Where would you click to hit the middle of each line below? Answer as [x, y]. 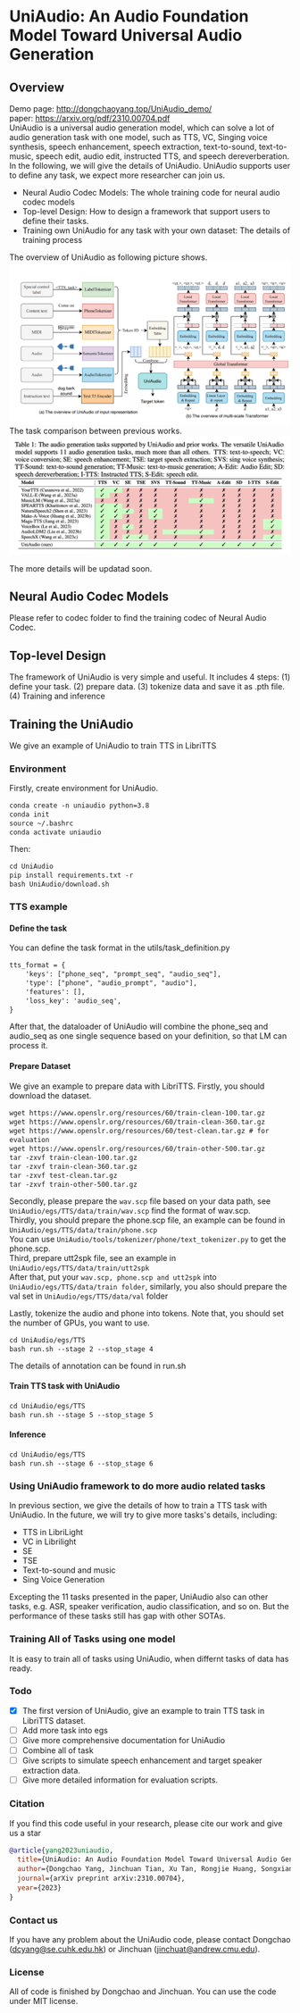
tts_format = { [37, 965]
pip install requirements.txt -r [71, 876]
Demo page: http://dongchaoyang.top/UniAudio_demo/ [111, 109]
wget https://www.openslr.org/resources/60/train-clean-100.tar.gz [137, 1113]
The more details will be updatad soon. [81, 568]
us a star [25, 1833]
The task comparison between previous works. [96, 430]
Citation [27, 1804]
